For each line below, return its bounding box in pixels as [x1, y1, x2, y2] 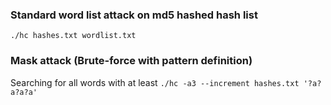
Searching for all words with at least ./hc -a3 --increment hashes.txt [10, 76, 300, 88]
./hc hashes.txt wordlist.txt [10, 31, 137, 41]
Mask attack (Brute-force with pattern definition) [10, 54, 253, 68]
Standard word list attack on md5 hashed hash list [10, 8, 258, 22]
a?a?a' [10, 87, 38, 97]
